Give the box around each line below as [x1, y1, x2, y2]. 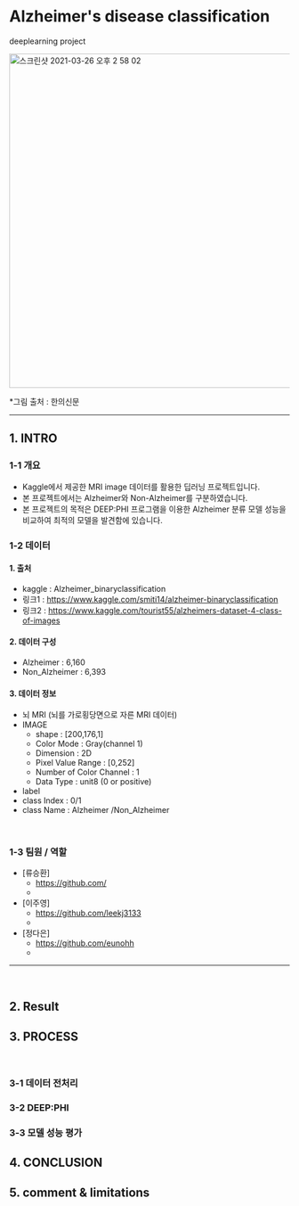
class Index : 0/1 [21, 795, 82, 806]
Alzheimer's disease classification [9, 6, 271, 27]
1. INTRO [9, 431, 58, 447]
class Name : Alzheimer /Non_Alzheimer [21, 805, 170, 816]
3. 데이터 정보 [9, 688, 57, 699]
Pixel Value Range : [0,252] [35, 758, 135, 768]
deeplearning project [9, 36, 86, 46]
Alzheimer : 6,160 [21, 657, 86, 668]
